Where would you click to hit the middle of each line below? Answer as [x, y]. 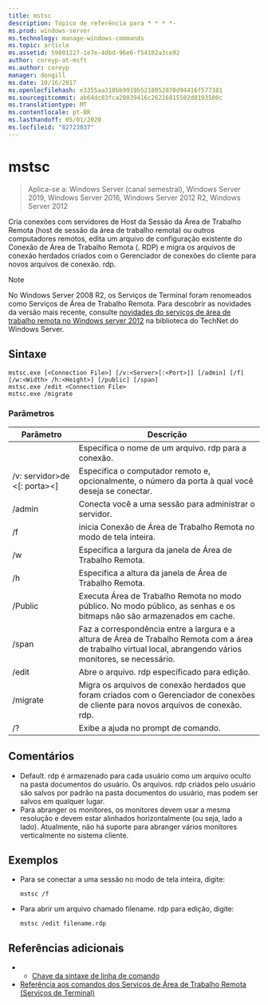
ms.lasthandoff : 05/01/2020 [55, 120]
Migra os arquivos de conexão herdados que [162, 685]
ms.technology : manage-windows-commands [77, 38]
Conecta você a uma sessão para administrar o [167, 503]
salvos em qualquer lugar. [62, 801]
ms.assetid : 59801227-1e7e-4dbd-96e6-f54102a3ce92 [94, 53]
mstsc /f [34, 894]
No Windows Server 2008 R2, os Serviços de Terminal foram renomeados [130, 295]
